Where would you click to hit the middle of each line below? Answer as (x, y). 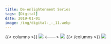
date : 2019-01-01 (23, 18)
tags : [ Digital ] (21, 14)
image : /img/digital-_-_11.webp (38, 23)
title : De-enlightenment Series (38, 9)
